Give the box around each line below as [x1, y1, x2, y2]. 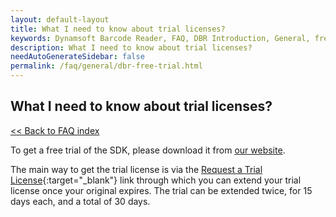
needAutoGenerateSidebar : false [10, 52, 145, 62]
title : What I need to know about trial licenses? [10, 24, 226, 34]
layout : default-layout [10, 14, 110, 25]
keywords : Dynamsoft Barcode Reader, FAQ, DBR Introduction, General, [10, 33, 311, 43]
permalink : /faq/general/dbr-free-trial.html [10, 61, 203, 71]
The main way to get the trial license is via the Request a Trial [10, 163, 263, 175]
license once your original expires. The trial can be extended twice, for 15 [10, 184, 313, 196]
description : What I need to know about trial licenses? [10, 42, 253, 53]
